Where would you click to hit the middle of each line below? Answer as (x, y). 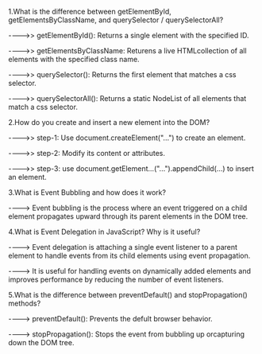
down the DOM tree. (41, 342)
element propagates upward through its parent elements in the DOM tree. (128, 216)
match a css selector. (43, 107)
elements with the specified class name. (74, 59)
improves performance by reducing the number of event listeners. (116, 279)
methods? (25, 303)
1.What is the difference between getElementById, (90, 12)
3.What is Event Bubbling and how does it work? (87, 193)
